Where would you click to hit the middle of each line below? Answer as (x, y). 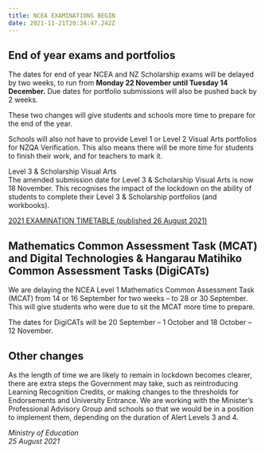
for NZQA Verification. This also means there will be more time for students (131, 147)
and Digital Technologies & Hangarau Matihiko (125, 258)
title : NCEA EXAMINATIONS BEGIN (62, 16)
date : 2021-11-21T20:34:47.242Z (62, 23)
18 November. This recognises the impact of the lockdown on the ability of (130, 189)
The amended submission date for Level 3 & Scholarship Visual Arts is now (131, 180)
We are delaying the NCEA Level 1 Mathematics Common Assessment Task (131, 290)
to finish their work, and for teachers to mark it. (86, 156)
